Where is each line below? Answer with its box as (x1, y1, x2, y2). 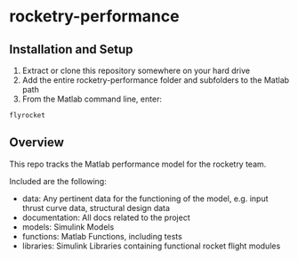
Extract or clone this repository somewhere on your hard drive (21, 65, 251, 76)
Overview (9, 135, 65, 150)
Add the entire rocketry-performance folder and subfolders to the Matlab (21, 75, 290, 85)
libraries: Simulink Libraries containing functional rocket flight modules (21, 240, 281, 251)
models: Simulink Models (21, 221, 115, 232)
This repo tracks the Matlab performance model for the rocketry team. (9, 158, 267, 169)
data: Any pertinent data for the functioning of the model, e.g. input (21, 193, 269, 204)
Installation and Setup (9, 42, 133, 57)
